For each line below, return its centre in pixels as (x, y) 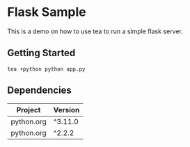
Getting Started (41, 53)
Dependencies (39, 90)
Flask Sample (47, 12)
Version (66, 110)
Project (29, 110)
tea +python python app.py (46, 69)
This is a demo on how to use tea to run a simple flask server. (95, 31)
